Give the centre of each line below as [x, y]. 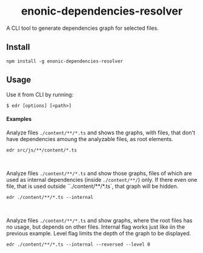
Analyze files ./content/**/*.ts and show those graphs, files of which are [99, 173]
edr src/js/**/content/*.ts [42, 150]
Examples [19, 119]
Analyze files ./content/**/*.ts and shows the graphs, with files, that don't [101, 133]
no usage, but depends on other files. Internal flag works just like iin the [96, 227]
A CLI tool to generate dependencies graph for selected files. [82, 28]
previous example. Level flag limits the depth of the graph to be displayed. [99, 233]
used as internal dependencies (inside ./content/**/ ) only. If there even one [102, 179]
